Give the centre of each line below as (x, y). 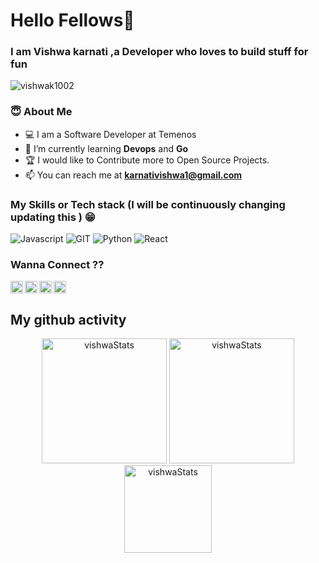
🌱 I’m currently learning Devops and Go (106, 148)
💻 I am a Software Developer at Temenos (110, 134)
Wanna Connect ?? (57, 264)
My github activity (68, 319)
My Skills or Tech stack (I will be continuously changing (148, 204)
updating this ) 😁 (53, 217)
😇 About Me (41, 112)
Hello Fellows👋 (72, 20)
